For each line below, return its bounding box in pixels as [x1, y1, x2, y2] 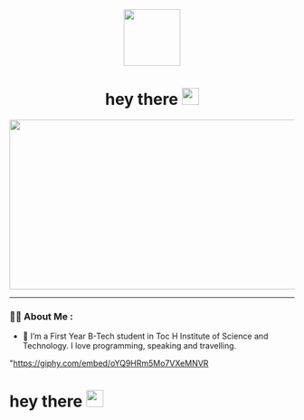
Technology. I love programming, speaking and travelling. [22, 340, 237, 351]
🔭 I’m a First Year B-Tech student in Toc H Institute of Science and [22, 330, 269, 342]
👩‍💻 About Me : [9, 310, 74, 322]
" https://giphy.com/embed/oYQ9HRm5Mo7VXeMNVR [9, 358, 209, 369]
